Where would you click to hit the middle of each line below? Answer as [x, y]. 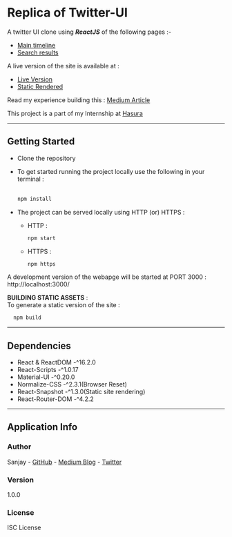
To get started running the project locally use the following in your [111, 171]
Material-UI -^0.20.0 [46, 377]
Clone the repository [46, 158]
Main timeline [36, 45]
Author [19, 447]
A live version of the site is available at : [63, 66]
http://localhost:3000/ [39, 284]
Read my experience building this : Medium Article [79, 100]
